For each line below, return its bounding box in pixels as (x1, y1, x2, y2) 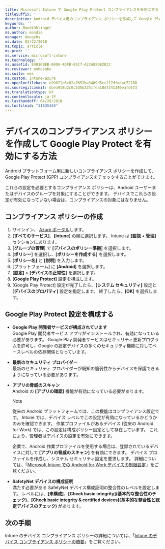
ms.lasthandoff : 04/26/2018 (5, 99, 63, 104)
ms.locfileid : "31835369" (5, 103, 58, 108)
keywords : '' (5, 21, 32, 26)
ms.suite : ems (5, 71, 34, 76)
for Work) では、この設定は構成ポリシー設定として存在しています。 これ (12, 426, 158, 432)
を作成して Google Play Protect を (5, 138, 143, 150)
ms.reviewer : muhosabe (5, 67, 52, 72)
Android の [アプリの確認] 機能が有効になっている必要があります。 (12, 388, 146, 394)
